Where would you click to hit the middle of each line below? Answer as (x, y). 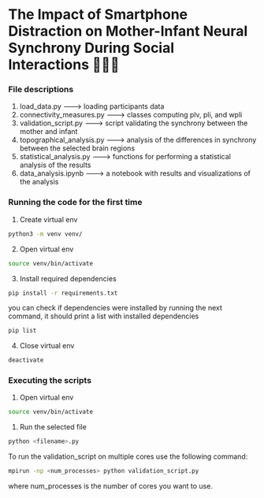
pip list (22, 331)
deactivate (26, 360)
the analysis (39, 182)
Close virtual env (47, 346)
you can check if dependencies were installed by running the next (115, 308)
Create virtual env (48, 219)
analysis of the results (55, 165)
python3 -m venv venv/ (45, 234)
